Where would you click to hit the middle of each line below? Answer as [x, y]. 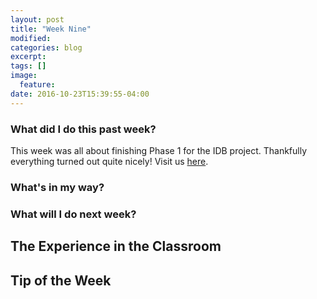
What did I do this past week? [83, 129]
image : [24, 76]
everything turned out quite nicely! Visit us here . [109, 161]
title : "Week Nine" [51, 29]
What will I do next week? [73, 214]
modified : [31, 38]
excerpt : [28, 57]
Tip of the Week [61, 280]
